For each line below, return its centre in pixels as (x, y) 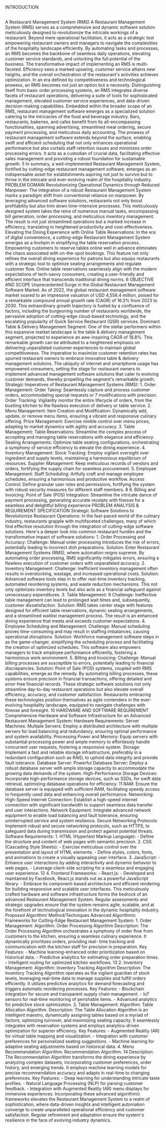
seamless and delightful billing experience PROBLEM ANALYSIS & (72, 505)
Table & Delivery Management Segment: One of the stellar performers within (83, 327)
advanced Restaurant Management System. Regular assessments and (76, 899)
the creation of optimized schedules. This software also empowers (73, 647)
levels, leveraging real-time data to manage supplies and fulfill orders (76, 978)
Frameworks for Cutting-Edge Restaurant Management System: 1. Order (78, 920)
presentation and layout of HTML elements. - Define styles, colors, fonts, (79, 852)
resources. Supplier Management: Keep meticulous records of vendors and (82, 463)
